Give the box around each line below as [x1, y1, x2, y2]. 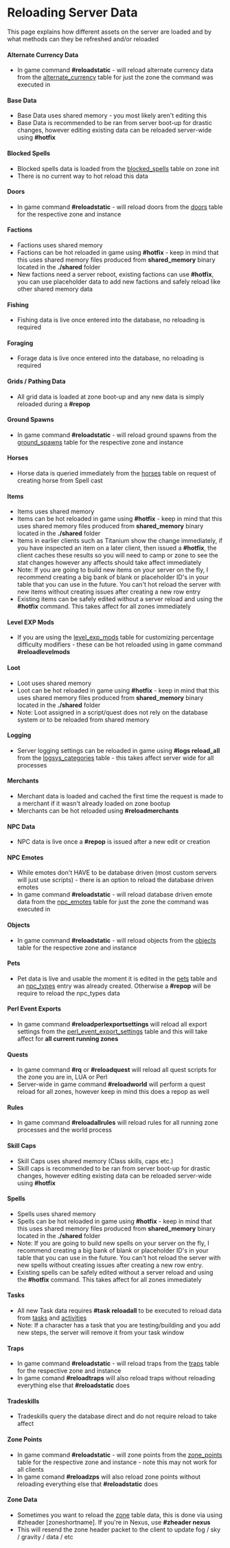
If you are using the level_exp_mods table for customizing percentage [16, 633, 214, 642]
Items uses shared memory [16, 507, 95, 516]
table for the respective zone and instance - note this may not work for [16, 1458, 218, 1466]
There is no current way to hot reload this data [16, 172, 149, 180]
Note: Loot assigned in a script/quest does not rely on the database [16, 708, 208, 716]
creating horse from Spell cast [16, 476, 103, 484]
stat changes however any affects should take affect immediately [16, 559, 202, 567]
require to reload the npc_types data [16, 989, 120, 997]
